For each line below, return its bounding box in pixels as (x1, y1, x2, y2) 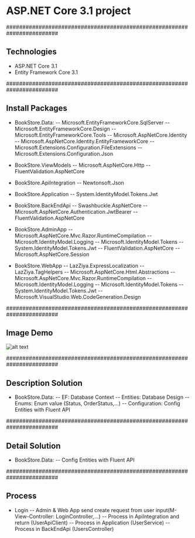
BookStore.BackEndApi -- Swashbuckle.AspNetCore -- (14, 201, 148, 209)
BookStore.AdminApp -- (14, 226, 73, 233)
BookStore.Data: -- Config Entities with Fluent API (14, 456, 135, 463)
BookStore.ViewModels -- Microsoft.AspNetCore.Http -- (14, 162, 151, 169)
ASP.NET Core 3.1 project (6, 4, 131, 18)
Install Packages (6, 103, 67, 113)
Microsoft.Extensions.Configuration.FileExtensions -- (14, 144, 143, 151)
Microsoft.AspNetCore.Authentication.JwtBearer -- (14, 208, 138, 215)
